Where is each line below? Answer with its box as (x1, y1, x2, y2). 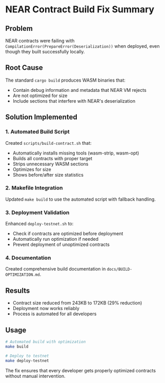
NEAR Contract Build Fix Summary (5, 4, 155, 15)
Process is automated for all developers (12, 311, 97, 317)
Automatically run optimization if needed (12, 236, 99, 242)
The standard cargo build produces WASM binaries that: (5, 77, 126, 83)
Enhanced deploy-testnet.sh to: (5, 221, 74, 227)
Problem (5, 24, 33, 33)
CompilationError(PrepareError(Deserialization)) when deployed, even (5, 43, 160, 49)
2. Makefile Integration (5, 184, 63, 191)
